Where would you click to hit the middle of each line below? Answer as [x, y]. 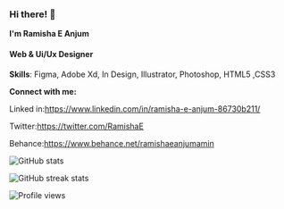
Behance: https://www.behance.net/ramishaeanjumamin [112, 143]
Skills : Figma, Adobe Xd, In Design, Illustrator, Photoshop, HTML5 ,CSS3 [142, 74]
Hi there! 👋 [33, 14]
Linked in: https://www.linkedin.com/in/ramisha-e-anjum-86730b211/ [135, 109]
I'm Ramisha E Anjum [49, 34]
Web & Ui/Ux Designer [51, 54]
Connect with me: [43, 91]
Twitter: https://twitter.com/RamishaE [77, 126]
